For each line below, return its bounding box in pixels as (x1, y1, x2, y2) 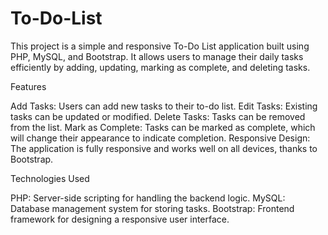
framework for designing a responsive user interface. (10, 213, 230, 225)
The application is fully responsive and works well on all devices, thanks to (10, 142, 318, 154)
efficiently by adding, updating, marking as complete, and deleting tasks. (10, 61, 311, 73)
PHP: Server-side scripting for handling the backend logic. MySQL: (10, 192, 286, 204)
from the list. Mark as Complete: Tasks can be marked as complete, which (10, 121, 316, 133)
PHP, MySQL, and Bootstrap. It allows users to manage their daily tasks (10, 50, 304, 62)
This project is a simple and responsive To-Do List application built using (10, 40, 310, 52)
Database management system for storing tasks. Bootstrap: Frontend (10, 202, 295, 214)
